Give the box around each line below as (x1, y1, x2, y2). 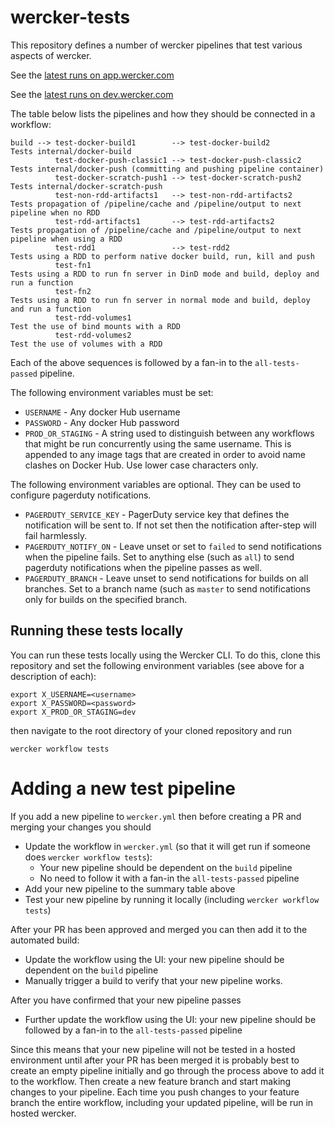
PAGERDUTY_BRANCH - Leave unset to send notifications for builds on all (24, 572, 309, 584)
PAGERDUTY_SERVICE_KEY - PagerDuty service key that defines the (24, 508, 290, 520)
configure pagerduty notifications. (10, 489, 152, 501)
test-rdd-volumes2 (54, 330, 132, 340)
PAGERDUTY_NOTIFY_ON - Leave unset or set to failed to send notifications (24, 540, 323, 552)
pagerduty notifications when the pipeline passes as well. (24, 561, 262, 573)
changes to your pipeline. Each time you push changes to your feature (10, 1086, 300, 1098)
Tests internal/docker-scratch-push (10, 181, 163, 191)
